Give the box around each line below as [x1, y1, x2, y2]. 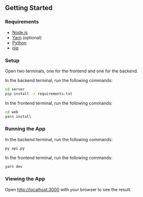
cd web [5, 109, 18, 115]
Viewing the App [5, 176, 45, 182]
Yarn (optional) [12, 34, 42, 40]
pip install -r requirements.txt [5, 91, 73, 96]
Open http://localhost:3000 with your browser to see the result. [5, 186, 132, 192]
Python [12, 40, 27, 46]
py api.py [5, 146, 25, 151]
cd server [5, 87, 25, 92]
